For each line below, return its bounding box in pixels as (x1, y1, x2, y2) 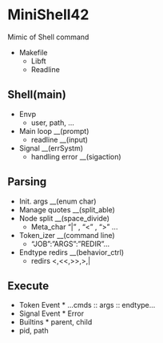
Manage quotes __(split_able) (18, 204, 115, 214)
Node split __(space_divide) (18, 213, 109, 223)
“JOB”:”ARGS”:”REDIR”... (30, 239, 110, 248)
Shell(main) (7, 88, 67, 102)
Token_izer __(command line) (18, 230, 115, 240)
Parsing (7, 175, 47, 189)
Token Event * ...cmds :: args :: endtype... (18, 301, 156, 310)
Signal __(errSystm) (18, 143, 84, 153)
